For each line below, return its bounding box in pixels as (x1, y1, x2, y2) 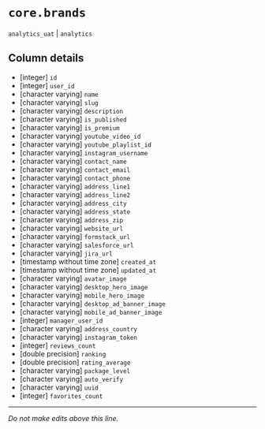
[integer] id (19, 73, 58, 82)
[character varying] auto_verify (19, 374, 124, 383)
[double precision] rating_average (19, 357, 131, 367)
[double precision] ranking (19, 349, 106, 358)
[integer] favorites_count (19, 390, 103, 400)
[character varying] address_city (19, 198, 128, 207)
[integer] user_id (19, 80, 75, 90)
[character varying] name (19, 89, 99, 99)
